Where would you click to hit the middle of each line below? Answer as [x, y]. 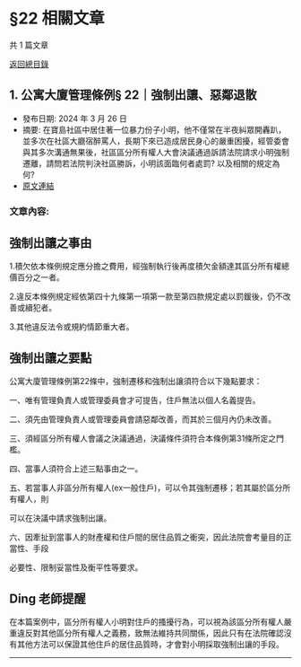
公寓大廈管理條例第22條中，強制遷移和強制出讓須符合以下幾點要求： [136, 382]
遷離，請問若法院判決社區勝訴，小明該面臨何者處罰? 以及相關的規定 [147, 163]
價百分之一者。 [37, 277]
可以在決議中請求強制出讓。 [60, 518]
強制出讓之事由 [51, 243]
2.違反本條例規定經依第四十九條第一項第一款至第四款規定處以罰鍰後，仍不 [146, 296]
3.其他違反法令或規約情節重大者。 [72, 327]
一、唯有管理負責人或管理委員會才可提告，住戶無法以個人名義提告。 [135, 400]
